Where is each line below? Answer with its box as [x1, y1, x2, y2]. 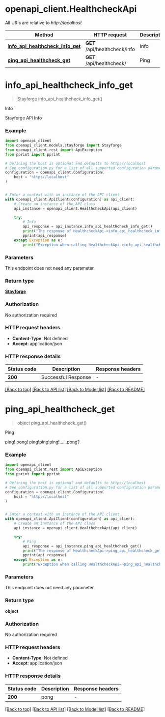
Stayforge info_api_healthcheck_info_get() [17, 96, 103, 102]
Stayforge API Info [5, 115, 42, 121]
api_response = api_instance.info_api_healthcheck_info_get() [23, 224, 153, 229]
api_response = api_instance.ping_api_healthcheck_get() [23, 544, 141, 548]
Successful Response [41, 374, 91, 381]
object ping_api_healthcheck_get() [17, 420, 87, 426]
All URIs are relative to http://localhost [5, 20, 82, 26]
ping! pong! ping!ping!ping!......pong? [5, 439, 80, 445]
